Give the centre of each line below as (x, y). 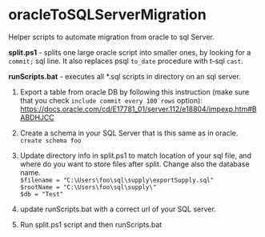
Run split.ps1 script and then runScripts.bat (91, 224)
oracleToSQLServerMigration (107, 15)
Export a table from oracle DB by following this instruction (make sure (135, 92)
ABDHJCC (37, 117)
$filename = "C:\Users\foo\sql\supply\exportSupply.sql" (117, 180)
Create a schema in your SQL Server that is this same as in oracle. (129, 133)
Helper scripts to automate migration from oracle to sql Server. (111, 37)
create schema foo (50, 141)
